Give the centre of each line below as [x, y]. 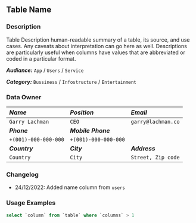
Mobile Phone [90, 130]
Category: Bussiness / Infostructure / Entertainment [71, 81]
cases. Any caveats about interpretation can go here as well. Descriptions [97, 46]
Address [143, 148]
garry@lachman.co [155, 122]
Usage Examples [31, 203]
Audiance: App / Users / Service [45, 70]
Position [82, 112]
